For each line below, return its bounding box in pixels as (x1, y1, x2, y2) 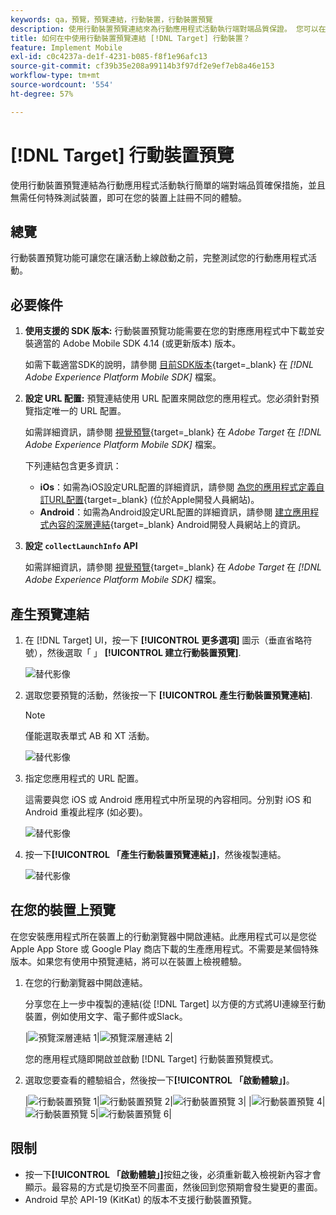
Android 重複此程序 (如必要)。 (24, 806, 148, 818)
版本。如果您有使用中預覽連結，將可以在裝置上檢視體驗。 (10, 955, 247, 967)
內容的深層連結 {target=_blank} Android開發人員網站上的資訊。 (48, 519, 307, 531)
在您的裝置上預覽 (10, 902, 116, 919)
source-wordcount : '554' (10, 80, 114, 90)
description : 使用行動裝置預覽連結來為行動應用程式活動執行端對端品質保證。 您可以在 (10, 24, 327, 34)
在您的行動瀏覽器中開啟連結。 (24, 976, 148, 988)
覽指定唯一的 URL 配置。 (24, 405, 127, 417)
